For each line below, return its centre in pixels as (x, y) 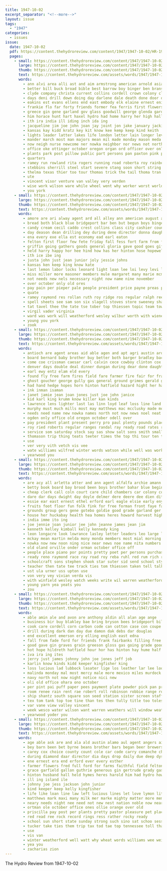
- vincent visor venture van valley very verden (74, 182)
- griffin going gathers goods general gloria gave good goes (89, 246)
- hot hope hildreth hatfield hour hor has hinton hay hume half (92, 650)
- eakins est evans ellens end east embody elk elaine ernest (89, 103)
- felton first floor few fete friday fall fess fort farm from (91, 242)
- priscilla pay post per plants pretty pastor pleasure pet (88, 812)
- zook (30, 325)
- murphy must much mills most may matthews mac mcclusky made (90, 409)
